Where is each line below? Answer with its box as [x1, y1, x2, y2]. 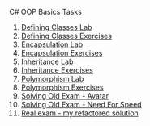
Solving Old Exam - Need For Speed [20, 100, 142, 109]
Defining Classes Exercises [20, 31, 113, 40]
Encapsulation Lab [20, 40, 84, 49]
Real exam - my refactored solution [20, 108, 139, 118]
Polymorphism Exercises [20, 82, 104, 92]
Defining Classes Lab [20, 23, 92, 31]
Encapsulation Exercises [20, 48, 103, 57]
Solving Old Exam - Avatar [20, 91, 109, 100]
